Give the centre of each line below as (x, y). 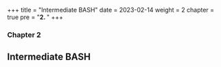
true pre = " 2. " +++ (35, 17)
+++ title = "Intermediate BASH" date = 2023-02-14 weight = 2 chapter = (111, 10)
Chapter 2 (24, 35)
